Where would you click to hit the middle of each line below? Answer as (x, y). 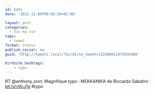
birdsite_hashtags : (25, 63)
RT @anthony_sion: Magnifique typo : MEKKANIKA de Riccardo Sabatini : (78, 81)
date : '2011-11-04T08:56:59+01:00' (41, 14)
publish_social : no (25, 50)
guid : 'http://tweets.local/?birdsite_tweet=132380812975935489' (72, 54)
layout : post (18, 23)
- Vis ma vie (23, 32)
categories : (17, 27)
